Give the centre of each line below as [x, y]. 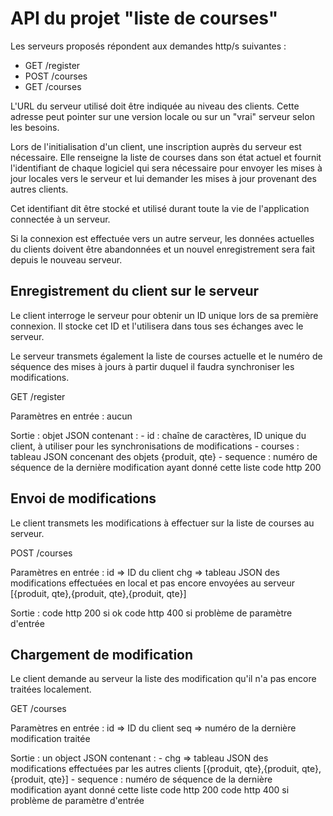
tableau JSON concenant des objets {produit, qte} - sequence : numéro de [164, 456]
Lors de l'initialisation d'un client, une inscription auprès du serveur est [156, 146]
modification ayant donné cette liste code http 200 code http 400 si [150, 790]
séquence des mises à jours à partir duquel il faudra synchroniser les [152, 366]
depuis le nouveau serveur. [66, 259]
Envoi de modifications [83, 498]
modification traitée [50, 739]
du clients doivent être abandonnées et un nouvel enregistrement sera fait [163, 249]
